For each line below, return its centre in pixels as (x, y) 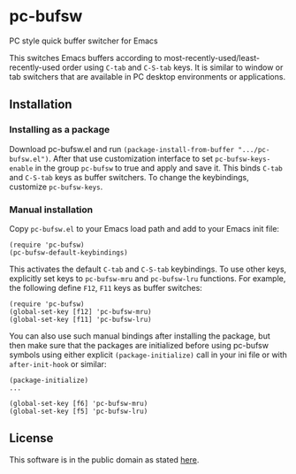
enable (21, 168)
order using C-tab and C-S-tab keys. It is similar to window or (172, 67)
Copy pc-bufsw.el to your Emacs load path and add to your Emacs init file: (144, 228)
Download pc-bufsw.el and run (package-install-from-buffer (122, 149)
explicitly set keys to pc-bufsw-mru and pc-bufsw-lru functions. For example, (148, 278)
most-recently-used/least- (212, 57)
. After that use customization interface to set (131, 158)
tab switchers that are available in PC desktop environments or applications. (147, 76)
